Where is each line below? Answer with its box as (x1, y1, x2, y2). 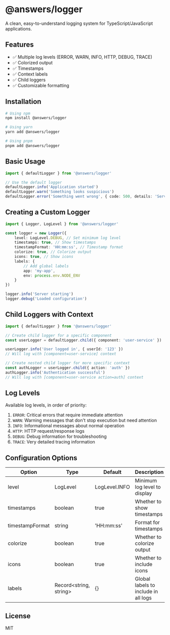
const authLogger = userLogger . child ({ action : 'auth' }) (5, 365, 130, 370)
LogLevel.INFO (95, 483, 131, 491)
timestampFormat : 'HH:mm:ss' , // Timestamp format (14, 245, 123, 250)
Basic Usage (5, 157, 46, 166)
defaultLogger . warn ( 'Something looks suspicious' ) (5, 189, 114, 195)
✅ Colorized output (12, 59, 53, 65)
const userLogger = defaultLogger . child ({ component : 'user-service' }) (5, 338, 162, 343)
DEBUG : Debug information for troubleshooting (12, 433, 107, 439)
